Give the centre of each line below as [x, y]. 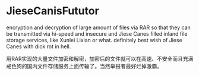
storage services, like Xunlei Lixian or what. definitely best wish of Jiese [94, 40]
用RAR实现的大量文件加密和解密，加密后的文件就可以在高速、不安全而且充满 [100, 58]
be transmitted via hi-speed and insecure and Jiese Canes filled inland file [97, 33]
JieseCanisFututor [53, 11]
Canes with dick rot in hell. [39, 46]
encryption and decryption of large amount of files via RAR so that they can [99, 27]
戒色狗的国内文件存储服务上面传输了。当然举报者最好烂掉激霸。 [84, 66]
